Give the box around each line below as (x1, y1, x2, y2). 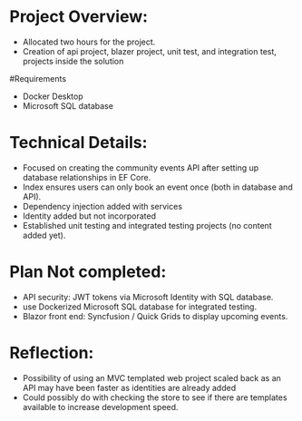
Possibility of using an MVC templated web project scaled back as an (22, 372, 281, 383)
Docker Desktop (22, 91, 83, 102)
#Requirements (9, 73, 66, 83)
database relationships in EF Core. (22, 171, 151, 182)
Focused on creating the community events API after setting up (22, 162, 259, 173)
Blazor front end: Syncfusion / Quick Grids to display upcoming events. (22, 310, 288, 321)
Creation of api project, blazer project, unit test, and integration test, (22, 45, 277, 56)
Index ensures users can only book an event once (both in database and (22, 181, 293, 192)
